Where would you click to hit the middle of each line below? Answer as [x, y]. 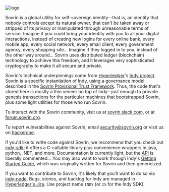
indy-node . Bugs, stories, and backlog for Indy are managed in [70, 179]
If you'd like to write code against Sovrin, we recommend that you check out [84, 142]
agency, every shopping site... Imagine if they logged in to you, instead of [81, 50]
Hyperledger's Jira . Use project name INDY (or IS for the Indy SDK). [75, 184]
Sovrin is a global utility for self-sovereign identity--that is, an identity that [82, 17]
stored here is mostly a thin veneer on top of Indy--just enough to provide [82, 91]
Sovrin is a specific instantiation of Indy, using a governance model [75, 81]
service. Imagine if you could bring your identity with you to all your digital [82, 34]
